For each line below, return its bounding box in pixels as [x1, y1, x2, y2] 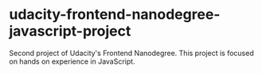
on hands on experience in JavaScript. [9, 57, 135, 66]
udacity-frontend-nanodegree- [9, 6, 221, 24]
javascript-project [9, 22, 131, 40]
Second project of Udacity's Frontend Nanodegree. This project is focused [9, 48, 254, 57]
